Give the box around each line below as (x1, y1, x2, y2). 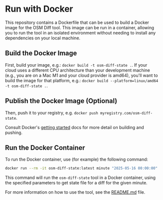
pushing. (5, 129, 23, 135)
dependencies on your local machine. (5, 35, 81, 41)
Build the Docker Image (5, 49, 77, 57)
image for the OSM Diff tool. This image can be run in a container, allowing (5, 24, 154, 30)
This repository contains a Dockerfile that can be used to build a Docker (5, 19, 149, 25)
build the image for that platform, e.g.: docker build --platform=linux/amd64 (5, 77, 159, 83)
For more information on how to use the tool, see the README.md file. (5, 189, 145, 195)
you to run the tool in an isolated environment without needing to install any (5, 30, 156, 36)
